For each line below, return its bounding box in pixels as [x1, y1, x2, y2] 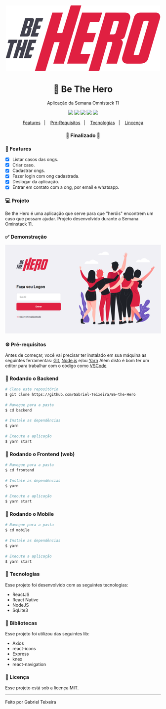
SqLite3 [12, 607, 28, 613]
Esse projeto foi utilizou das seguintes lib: [5, 630, 90, 636]
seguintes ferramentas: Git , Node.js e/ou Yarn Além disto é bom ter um [5, 357, 150, 363]
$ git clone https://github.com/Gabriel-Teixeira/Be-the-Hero [5, 392, 136, 397]
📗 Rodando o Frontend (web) [5, 451, 75, 458]
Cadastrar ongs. [12, 167, 45, 173]
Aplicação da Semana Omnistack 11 [46, 100, 120, 106]
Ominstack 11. [5, 221, 33, 227]
